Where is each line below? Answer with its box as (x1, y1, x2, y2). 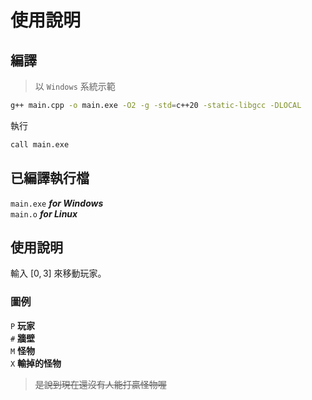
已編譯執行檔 (10, 170, 90, 187)
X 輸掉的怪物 (10, 357, 62, 369)
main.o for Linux (10, 207, 78, 220)
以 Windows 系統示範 (34, 81, 116, 92)
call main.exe (10, 139, 70, 150)
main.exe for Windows (10, 197, 104, 209)
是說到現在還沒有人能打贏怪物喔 (34, 378, 167, 390)
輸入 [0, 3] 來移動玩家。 (10, 267, 107, 280)
